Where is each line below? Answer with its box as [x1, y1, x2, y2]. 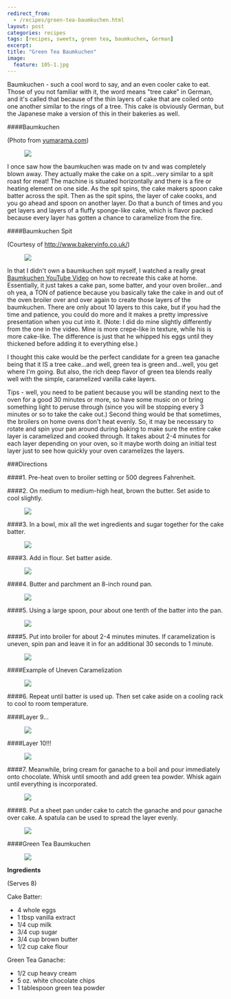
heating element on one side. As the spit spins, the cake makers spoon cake [7, 184, 223, 193]
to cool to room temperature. [7, 699, 89, 707]
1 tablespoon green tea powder [16, 983, 105, 991]
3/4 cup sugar [16, 927, 58, 936]
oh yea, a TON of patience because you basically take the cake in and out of [7, 288, 223, 297]
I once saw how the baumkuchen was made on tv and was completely [7, 162, 206, 171]
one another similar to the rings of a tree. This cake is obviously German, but [7, 102, 224, 110]
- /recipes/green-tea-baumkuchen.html [13, 17, 125, 23]
